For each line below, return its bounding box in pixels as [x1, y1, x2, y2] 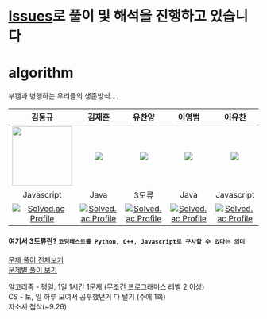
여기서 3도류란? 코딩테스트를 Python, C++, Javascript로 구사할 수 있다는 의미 [8, 236, 246, 246]
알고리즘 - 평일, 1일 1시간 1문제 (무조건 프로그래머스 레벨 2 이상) [8, 282, 205, 292]
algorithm [8, 64, 74, 82]
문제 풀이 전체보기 [8, 256, 64, 265]
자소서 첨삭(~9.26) [8, 302, 68, 312]
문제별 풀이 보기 [8, 265, 58, 275]
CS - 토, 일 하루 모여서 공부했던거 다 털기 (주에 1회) [8, 292, 166, 302]
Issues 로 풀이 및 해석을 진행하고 [8, 7, 207, 25]
